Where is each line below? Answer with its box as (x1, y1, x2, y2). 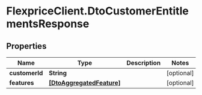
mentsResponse (6, 17, 90, 31)
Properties (6, 41, 47, 51)
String (49, 69, 67, 77)
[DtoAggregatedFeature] (49, 79, 121, 87)
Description (126, 59, 161, 67)
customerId (9, 69, 43, 77)
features (9, 79, 34, 87)
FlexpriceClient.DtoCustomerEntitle (6, 4, 189, 18)
